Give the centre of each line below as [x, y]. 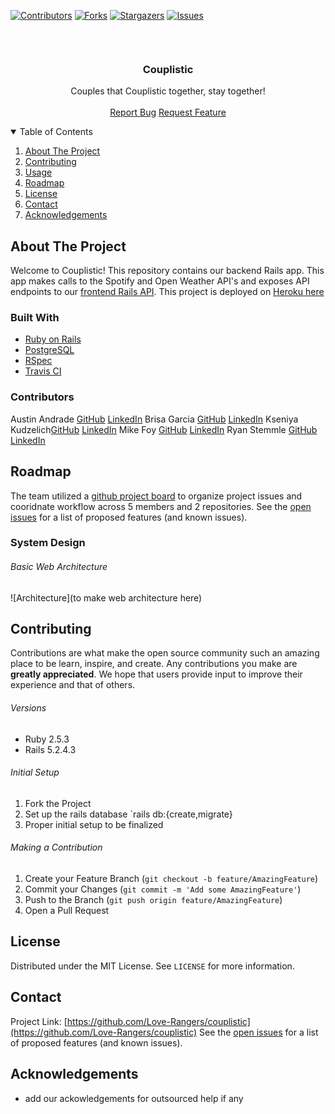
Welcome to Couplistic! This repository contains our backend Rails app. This [167, 271]
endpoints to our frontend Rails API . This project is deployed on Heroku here [167, 292]
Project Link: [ [39, 1021]
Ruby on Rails [53, 339]
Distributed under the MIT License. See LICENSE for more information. [152, 966]
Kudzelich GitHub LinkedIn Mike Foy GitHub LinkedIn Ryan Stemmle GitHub [164, 429]
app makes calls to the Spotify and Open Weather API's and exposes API [160, 281]
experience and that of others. [73, 685]
